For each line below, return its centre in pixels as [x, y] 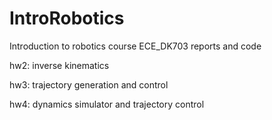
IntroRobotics [67, 18]
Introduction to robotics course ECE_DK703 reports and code [135, 46]
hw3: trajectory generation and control [89, 84]
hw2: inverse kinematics [59, 65]
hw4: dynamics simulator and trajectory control [107, 104]
